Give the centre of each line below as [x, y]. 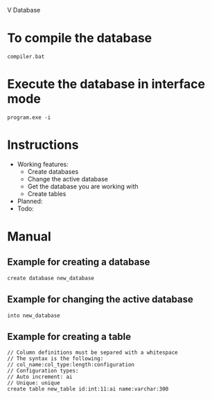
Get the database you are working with [83, 186]
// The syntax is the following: [55, 359]
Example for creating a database [79, 262]
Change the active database [68, 179]
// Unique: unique [34, 383]
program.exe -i [29, 117]
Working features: [43, 164]
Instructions [43, 145]
